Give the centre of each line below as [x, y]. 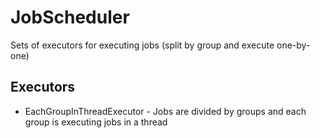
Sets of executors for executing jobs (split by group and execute [142, 45]
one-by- [293, 45]
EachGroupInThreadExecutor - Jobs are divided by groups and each [165, 111]
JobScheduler [70, 17]
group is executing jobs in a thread [96, 122]
